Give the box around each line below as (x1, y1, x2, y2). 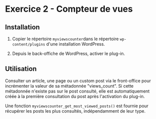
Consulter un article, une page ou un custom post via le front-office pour (5, 77, 151, 84)
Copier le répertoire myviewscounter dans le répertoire (12, 36, 119, 42)
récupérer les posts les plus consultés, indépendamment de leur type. (5, 108, 146, 114)
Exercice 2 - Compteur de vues (5, 3, 133, 15)
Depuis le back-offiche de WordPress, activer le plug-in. (12, 50, 125, 56)
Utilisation (5, 65, 37, 73)
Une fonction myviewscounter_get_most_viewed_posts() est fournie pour (5, 103, 149, 109)
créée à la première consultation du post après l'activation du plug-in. (5, 93, 145, 99)
